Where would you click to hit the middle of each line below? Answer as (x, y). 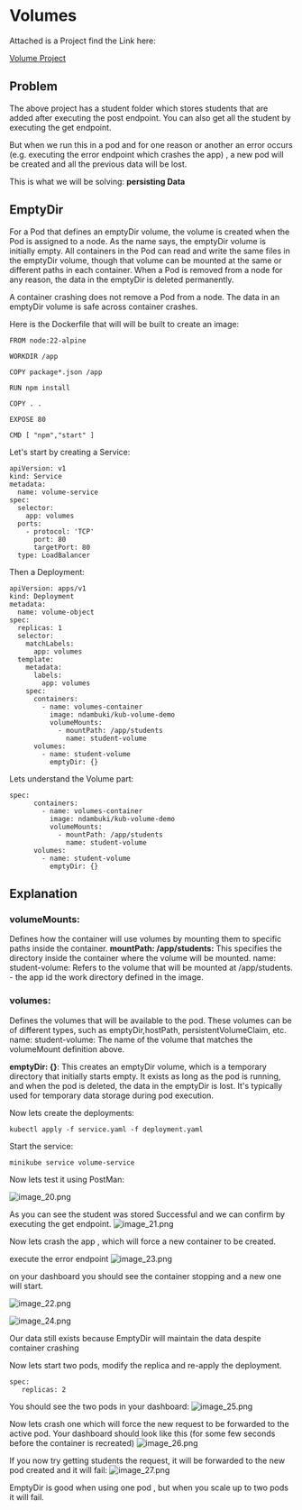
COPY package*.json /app (56, 372)
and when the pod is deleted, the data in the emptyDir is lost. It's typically (146, 1085)
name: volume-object (56, 612)
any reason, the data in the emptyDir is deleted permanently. (122, 279)
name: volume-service (58, 492)
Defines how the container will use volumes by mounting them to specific (146, 939)
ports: (30, 524)
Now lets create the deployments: (72, 1112)
